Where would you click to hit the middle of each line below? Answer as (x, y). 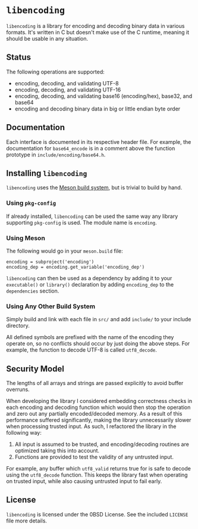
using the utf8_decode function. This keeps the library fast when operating (97, 475)
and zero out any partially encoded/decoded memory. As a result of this (94, 414)
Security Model (35, 369)
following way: (24, 433)
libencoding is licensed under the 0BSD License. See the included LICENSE (97, 514)
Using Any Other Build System (51, 306)
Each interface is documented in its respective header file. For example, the (99, 142)
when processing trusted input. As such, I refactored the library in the (91, 426)
